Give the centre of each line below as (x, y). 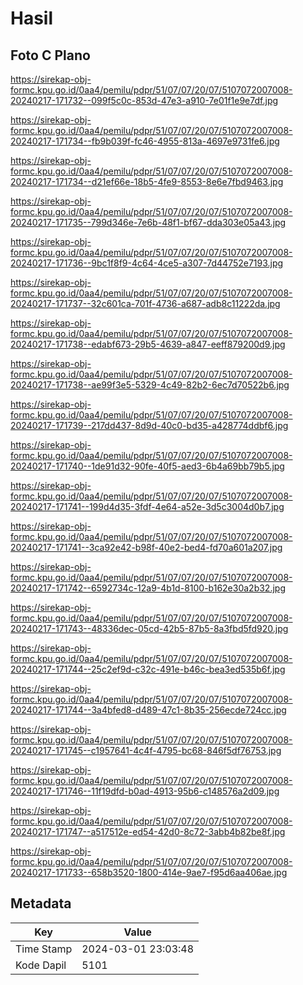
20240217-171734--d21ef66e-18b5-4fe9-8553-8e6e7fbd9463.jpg (147, 181)
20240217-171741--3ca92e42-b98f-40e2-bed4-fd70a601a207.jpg (146, 547)
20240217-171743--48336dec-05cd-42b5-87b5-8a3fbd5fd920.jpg (149, 628)
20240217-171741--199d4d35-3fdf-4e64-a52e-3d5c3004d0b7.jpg (147, 506)
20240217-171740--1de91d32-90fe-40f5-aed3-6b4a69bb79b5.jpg (147, 466)
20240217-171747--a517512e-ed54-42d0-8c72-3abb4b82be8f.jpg (148, 831)
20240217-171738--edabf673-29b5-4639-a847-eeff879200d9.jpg (148, 344)
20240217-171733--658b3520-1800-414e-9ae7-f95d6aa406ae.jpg (149, 872)
